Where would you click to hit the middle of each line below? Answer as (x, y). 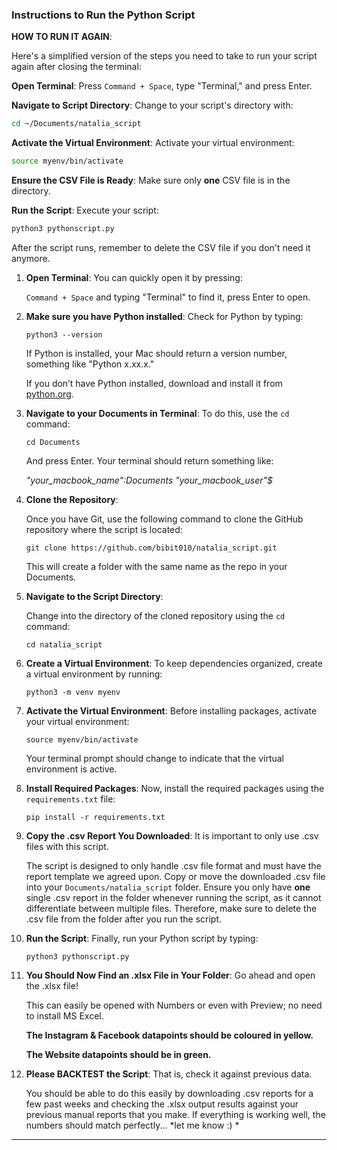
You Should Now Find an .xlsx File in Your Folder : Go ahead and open (170, 975)
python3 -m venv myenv (73, 692)
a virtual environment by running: (94, 674)
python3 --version (64, 334)
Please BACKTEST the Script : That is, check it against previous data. (169, 1074)
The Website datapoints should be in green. (118, 1054)
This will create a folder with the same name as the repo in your (156, 566)
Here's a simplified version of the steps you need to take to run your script (164, 56)
